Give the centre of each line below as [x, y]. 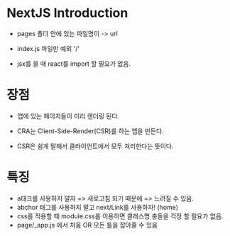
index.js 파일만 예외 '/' [48, 48]
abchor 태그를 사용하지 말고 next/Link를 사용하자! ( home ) [98, 207]
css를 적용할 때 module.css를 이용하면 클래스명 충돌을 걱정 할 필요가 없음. [120, 216]
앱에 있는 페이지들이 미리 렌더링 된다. [68, 116]
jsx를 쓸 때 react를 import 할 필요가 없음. [74, 63]
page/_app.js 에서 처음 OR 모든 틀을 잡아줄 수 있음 [87, 225]
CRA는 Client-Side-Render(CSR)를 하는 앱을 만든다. [90, 131]
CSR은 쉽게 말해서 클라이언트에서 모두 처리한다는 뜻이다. [95, 146]
